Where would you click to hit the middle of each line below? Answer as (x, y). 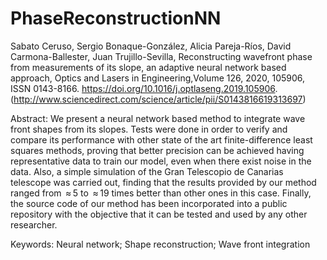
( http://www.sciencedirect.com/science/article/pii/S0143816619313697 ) (158, 99)
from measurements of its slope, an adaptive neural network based (148, 67)
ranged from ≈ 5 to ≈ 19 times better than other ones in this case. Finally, (161, 193)
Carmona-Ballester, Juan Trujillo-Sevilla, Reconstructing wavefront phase (161, 56)
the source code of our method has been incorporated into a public (149, 203)
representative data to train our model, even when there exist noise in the (161, 161)
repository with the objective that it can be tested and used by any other (159, 214)
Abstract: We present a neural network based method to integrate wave (158, 118)
